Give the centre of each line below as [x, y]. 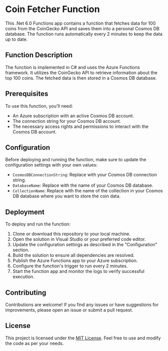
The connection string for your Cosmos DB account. [67, 121]
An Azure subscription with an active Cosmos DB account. [73, 116]
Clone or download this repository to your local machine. [71, 234]
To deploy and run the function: [38, 224]
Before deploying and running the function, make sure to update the [76, 160]
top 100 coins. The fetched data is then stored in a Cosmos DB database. [81, 78]
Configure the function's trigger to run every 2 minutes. [70, 266]
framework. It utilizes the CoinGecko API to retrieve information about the [81, 73]
